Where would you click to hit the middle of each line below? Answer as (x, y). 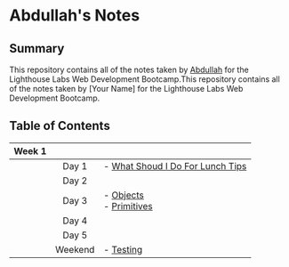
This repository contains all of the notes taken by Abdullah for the (129, 69)
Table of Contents (60, 126)
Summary (37, 49)
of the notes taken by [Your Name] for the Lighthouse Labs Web (126, 89)
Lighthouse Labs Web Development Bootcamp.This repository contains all (144, 79)
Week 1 (30, 150)
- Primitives (128, 206)
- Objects (124, 195)
